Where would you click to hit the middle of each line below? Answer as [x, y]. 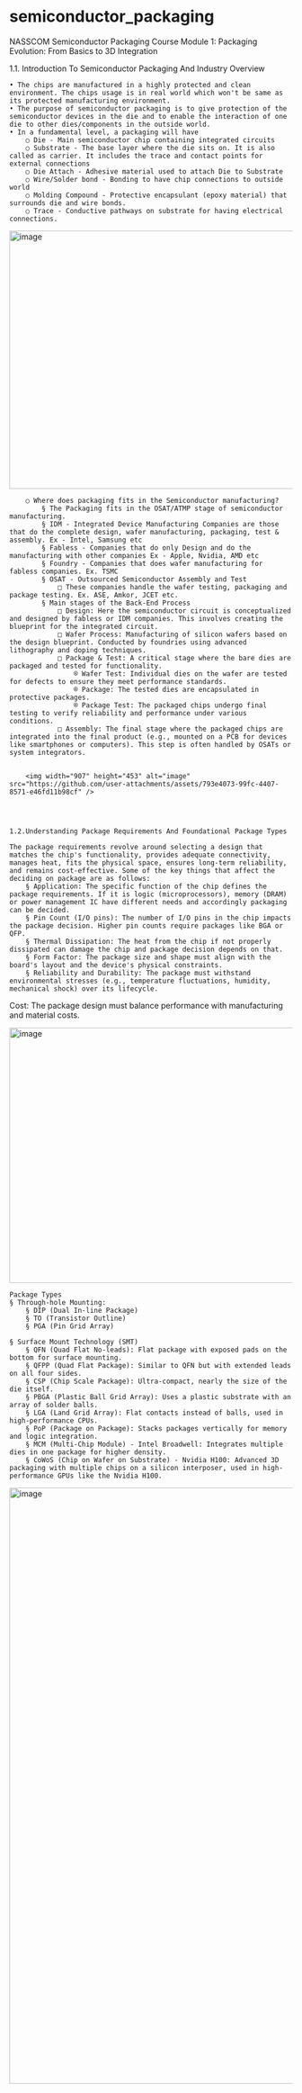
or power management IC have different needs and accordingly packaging [148, 902]
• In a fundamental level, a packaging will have [104, 132]
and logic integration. [54, 1436]
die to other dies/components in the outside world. [110, 124]
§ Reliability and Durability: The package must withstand [138, 973]
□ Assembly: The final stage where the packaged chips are [170, 729]
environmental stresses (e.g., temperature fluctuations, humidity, [140, 981]
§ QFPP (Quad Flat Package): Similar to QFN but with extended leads [159, 1365]
